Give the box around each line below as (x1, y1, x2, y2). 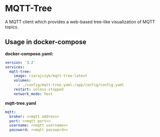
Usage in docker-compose (5, 38, 87, 46)
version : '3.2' (5, 60, 36, 65)
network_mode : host (14, 91, 53, 96)
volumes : (14, 78, 31, 83)
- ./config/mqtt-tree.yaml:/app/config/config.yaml (17, 82, 124, 87)
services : (5, 65, 25, 69)
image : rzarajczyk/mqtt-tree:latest (14, 73, 88, 79)
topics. (5, 24, 19, 29)
